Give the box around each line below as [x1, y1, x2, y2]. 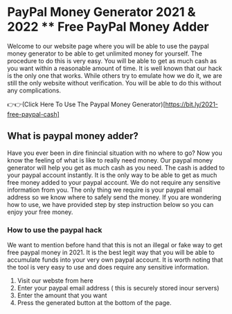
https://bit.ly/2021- [165, 100, 218, 108]
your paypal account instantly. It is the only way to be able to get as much [7, 171, 217, 179]
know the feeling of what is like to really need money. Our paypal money [7, 156, 213, 164]
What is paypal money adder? [7, 130, 139, 142]
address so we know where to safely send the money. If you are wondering [7, 192, 222, 201]
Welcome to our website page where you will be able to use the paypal [7, 42, 209, 50]
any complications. [7, 86, 61, 94]
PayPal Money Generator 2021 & [7, 4, 196, 20]
